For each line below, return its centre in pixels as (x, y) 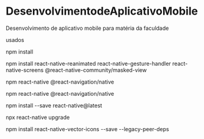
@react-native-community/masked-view (96, 70)
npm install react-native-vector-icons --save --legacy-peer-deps (87, 129)
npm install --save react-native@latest (54, 105)
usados (15, 40)
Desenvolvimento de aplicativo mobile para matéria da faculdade (87, 28)
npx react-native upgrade (38, 117)
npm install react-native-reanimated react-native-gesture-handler (89, 63)
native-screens (25, 70)
